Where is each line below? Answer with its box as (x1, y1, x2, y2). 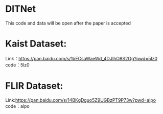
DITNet (5, 3, 36, 15)
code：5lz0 (5, 62, 30, 68)
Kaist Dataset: (5, 38, 67, 50)
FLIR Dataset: (5, 80, 63, 92)
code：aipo (5, 103, 30, 109)
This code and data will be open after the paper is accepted (5, 20, 131, 26)
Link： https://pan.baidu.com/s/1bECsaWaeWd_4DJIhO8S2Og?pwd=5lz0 (5, 55, 157, 61)
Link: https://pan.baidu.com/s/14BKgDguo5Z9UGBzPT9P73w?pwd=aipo (5, 97, 156, 103)
